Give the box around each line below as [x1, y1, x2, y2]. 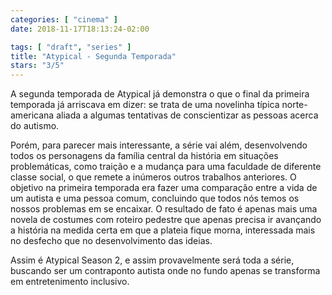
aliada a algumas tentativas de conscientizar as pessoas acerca [56, 109, 319, 121]
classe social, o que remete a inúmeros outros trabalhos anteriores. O [10, 171, 297, 183]
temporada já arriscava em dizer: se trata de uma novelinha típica [10, 99, 280, 111]
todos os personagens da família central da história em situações [10, 150, 279, 162]
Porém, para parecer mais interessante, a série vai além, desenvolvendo [10, 139, 308, 151]
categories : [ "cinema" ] [10, 14, 118, 25]
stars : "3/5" [10, 61, 65, 71]
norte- [281, 99, 308, 111]
